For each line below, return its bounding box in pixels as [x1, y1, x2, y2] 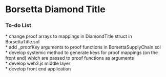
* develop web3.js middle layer [5, 60, 71, 67]
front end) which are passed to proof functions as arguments [5, 55, 134, 61]
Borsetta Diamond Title [5, 4, 106, 15]
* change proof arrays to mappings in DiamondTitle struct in [5, 33, 132, 39]
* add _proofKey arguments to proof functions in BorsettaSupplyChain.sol [5, 44, 161, 50]
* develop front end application [5, 66, 71, 72]
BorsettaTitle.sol [5, 39, 40, 45]
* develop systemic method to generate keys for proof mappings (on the [5, 49, 158, 56]
